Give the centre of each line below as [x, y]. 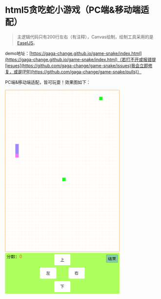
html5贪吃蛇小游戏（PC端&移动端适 [77, 10]
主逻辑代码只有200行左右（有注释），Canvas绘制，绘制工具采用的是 [85, 37]
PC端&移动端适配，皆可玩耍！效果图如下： [48, 82]
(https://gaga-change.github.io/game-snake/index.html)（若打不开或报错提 [80, 59]
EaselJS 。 [27, 43]
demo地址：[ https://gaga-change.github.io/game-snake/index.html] [73, 53]
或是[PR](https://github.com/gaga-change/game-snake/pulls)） [78, 72]
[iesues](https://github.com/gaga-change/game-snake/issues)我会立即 [77, 65]
